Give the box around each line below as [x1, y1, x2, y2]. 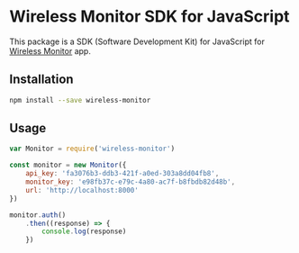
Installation [9, 72, 74, 87]
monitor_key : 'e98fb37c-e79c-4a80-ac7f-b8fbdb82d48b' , [25, 177, 236, 186]
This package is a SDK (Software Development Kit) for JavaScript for [9, 36, 266, 47]
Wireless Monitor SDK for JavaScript [9, 6, 290, 27]
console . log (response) [41, 227, 127, 236]
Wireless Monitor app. [9, 45, 92, 56]
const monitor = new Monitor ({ [9, 160, 127, 170]
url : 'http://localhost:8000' [25, 185, 140, 194]
